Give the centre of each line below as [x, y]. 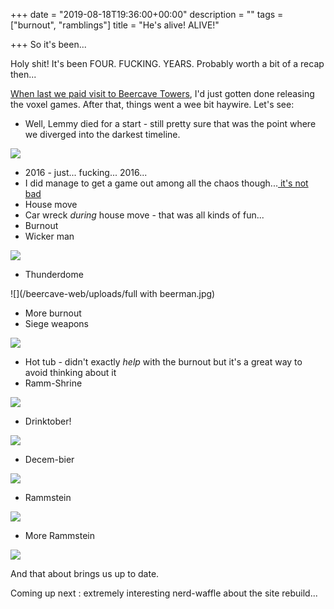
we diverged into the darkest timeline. [102, 134]
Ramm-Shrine [53, 383]
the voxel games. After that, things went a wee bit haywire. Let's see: [152, 104]
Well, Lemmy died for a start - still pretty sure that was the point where [170, 123]
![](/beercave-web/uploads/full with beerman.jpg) [113, 293]
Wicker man [49, 236]
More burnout [53, 313]
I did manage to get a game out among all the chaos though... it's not [166, 183]
